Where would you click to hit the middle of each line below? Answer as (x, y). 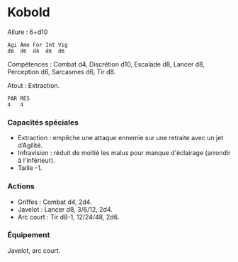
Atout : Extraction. (34, 85)
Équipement (29, 235)
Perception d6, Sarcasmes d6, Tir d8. (62, 72)
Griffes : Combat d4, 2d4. (55, 202)
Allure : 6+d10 (28, 32)
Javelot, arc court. (34, 250)
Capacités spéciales (43, 123)
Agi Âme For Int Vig (38, 45)
